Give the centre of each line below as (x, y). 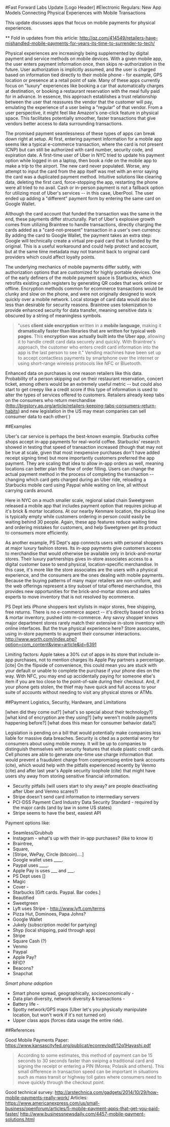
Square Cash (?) (29, 941)
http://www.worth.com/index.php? (41, 639)
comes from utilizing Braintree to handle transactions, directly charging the (83, 224)
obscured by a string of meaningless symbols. (54, 316)
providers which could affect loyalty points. (50, 257)
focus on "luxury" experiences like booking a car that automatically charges (84, 86)
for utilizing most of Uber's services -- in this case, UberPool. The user (79, 193)
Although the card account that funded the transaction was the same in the (84, 214)
